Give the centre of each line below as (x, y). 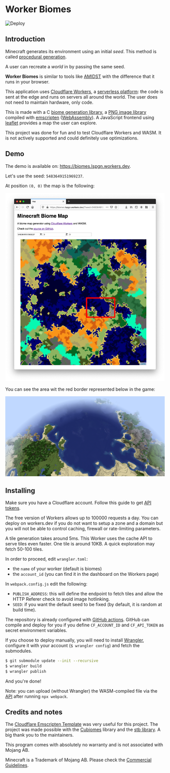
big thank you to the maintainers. (39, 735)
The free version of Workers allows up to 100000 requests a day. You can (82, 518)
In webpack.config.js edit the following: (46, 584)
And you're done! (23, 681)
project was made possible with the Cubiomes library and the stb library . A (83, 730)
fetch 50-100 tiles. (24, 549)
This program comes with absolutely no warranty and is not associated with (84, 745)
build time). (24, 610)
